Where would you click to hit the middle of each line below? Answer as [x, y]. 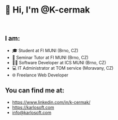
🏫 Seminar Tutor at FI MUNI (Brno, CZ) [50, 57]
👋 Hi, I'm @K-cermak [48, 10]
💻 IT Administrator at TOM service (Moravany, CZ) [63, 68]
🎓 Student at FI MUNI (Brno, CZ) [45, 50]
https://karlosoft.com [33, 107]
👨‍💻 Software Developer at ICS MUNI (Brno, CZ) [59, 62]
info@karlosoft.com [32, 112]
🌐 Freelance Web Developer [40, 75]
